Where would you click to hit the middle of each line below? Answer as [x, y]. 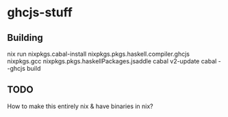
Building [25, 38]
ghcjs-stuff [40, 13]
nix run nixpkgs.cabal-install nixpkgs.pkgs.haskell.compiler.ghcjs [99, 54]
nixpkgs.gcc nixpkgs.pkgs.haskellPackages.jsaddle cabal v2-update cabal [112, 61]
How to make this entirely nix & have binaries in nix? [80, 106]
